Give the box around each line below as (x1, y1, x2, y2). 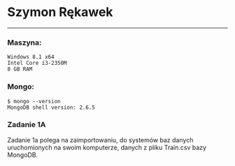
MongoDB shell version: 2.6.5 (7, 104, 96, 111)
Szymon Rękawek (7, 4, 113, 20)
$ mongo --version (7, 98, 61, 105)
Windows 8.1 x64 (7, 54, 55, 61)
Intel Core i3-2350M (7, 60, 68, 67)
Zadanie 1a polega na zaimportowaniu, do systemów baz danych (7, 135, 194, 144)
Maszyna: (7, 38, 42, 47)
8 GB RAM (7, 66, 33, 73)
